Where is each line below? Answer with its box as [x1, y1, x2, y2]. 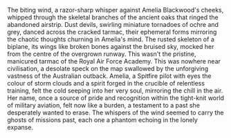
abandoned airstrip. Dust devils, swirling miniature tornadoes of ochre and [7, 21, 219, 28]
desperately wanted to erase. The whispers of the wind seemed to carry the [7, 108, 224, 117]
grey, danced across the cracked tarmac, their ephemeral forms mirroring [7, 28, 217, 36]
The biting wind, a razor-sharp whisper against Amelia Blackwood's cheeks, [7, 6, 224, 14]
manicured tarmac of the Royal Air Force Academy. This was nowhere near [7, 57, 221, 65]
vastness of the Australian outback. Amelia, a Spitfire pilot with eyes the [7, 72, 212, 80]
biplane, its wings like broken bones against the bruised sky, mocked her [7, 43, 214, 50]
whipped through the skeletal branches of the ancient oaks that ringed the [7, 13, 219, 21]
